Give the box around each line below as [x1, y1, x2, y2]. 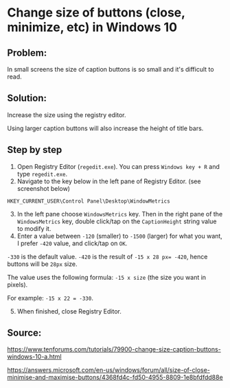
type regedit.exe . [16, 170, 67, 178]
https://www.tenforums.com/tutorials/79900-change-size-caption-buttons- [7, 345, 221, 354]
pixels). [7, 280, 28, 289]
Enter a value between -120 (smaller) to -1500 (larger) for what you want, [16, 232, 223, 240]
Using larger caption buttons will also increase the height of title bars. [7, 124, 204, 132]
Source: [7, 327, 42, 339]
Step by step [7, 144, 62, 156]
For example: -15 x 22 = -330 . [7, 294, 94, 302]
